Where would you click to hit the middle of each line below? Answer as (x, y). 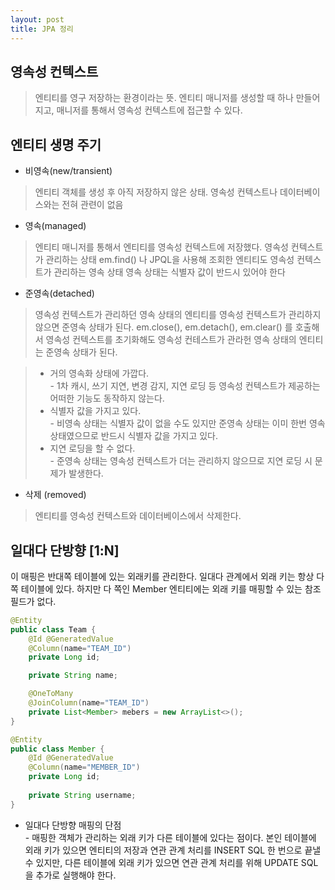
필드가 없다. (33, 601)
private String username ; (82, 795)
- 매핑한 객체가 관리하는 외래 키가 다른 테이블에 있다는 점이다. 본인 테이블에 (170, 837)
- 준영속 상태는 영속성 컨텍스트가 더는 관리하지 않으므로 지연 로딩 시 (181, 461)
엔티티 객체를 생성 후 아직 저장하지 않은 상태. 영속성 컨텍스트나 (156, 192)
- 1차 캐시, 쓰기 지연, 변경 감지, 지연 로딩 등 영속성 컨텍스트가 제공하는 (185, 386)
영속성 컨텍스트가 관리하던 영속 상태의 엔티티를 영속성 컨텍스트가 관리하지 (178, 315)
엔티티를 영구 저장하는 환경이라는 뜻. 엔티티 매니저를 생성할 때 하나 (164, 98)
